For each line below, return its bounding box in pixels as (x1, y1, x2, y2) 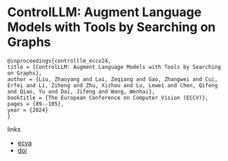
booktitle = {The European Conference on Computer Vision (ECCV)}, (7, 94, 209, 101)
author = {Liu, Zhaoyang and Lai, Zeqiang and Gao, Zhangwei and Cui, (7, 75, 218, 83)
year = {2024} (7, 106, 49, 113)
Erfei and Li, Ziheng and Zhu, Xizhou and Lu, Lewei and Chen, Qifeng (7, 82, 218, 89)
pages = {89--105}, (7, 100, 65, 108)
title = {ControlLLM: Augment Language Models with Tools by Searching (7, 63, 221, 70)
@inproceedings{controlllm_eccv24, (7, 57, 112, 64)
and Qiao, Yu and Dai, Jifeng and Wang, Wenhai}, (7, 88, 156, 95)
